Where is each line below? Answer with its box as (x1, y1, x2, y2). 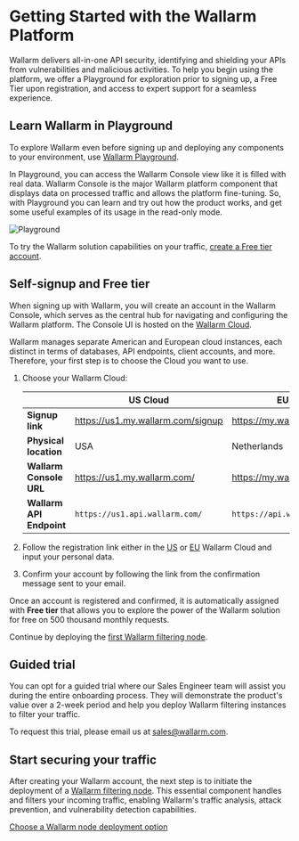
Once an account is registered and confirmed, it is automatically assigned (9, 595, 279, 606)
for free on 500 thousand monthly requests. (9, 614, 170, 625)
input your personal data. (21, 551, 115, 562)
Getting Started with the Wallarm (9, 6, 257, 27)
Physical (26, 434, 64, 446)
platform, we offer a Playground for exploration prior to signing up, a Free (9, 73, 278, 84)
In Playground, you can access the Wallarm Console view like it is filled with (9, 168, 287, 179)
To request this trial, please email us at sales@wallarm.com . (9, 726, 229, 737)
